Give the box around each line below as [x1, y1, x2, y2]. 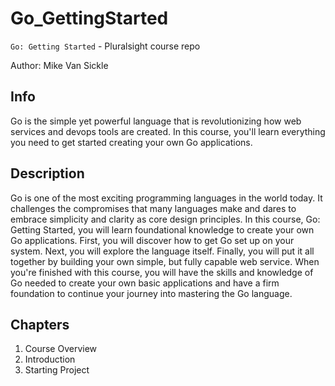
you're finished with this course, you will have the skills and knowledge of [10, 266, 314, 278]
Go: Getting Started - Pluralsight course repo [10, 40, 201, 52]
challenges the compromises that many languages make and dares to [10, 202, 297, 214]
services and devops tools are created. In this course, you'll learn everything [10, 125, 326, 137]
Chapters [10, 316, 70, 333]
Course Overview [24, 343, 98, 355]
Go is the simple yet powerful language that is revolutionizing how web [10, 115, 302, 127]
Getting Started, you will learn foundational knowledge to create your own [10, 223, 315, 236]
